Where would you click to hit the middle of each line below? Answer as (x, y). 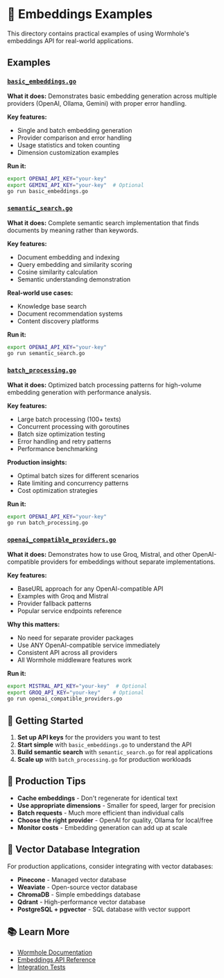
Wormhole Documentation (54, 952)
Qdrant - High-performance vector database (81, 902)
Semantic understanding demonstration (74, 279)
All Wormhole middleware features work (75, 660)
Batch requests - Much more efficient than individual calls (101, 813)
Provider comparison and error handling (74, 138)
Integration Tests (41, 967)
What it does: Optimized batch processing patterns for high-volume (104, 384)
